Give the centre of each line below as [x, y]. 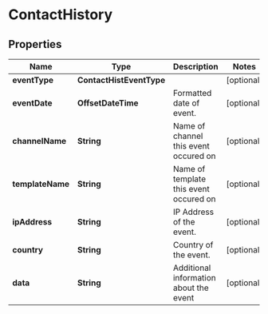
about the [191, 288]
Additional [192, 268]
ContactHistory [61, 15]
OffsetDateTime [108, 103]
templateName [41, 184]
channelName [39, 141]
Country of [193, 245]
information [195, 278]
